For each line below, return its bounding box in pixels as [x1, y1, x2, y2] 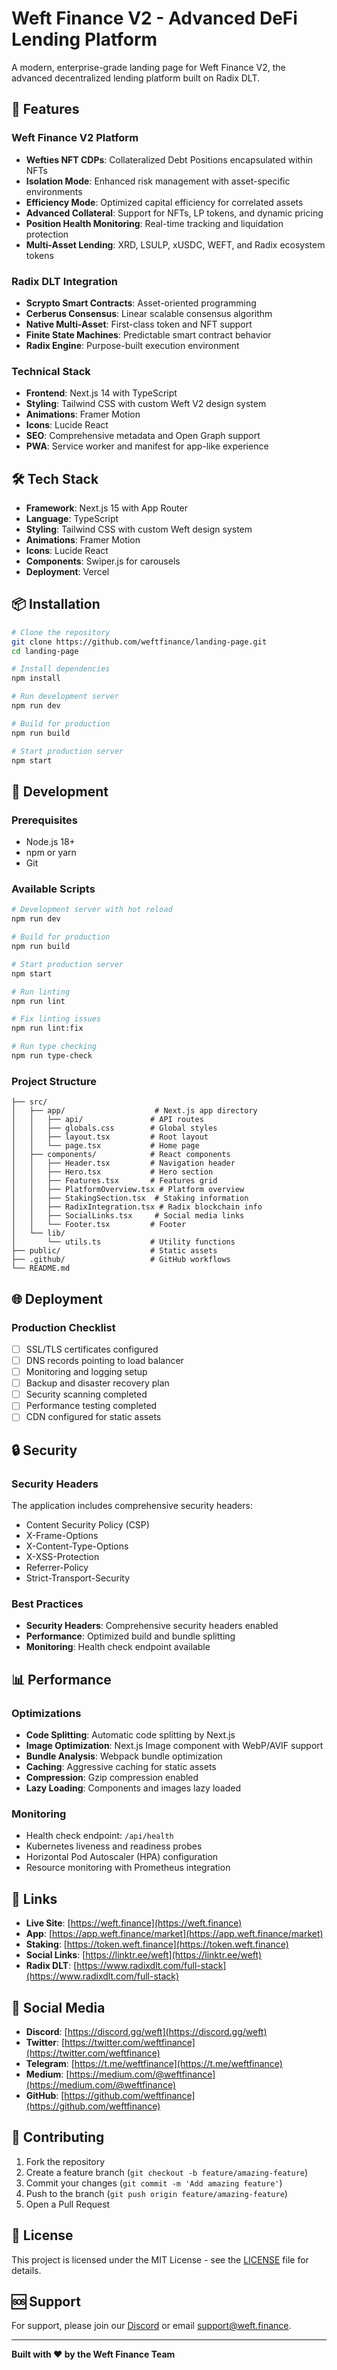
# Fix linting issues [11, 1014, 102, 1024]
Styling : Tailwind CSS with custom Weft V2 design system [25, 398, 267, 410]
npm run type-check [11, 1051, 93, 1061]
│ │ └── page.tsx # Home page [11, 1141, 200, 1151]
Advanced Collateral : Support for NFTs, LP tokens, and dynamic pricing [25, 207, 324, 219]
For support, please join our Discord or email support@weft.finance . [11, 2320, 292, 2332]
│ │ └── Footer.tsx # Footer [11, 1220, 187, 1230]
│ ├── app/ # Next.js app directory [11, 1106, 258, 1116]
